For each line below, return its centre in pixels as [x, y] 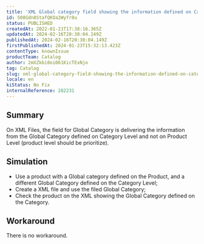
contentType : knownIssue [38, 51]
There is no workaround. [37, 236]
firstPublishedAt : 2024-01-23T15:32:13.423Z [63, 46]
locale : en [20, 79]
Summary [25, 115]
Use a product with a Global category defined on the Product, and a [100, 176]
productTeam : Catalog [34, 57]
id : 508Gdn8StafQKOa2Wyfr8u [42, 18]
